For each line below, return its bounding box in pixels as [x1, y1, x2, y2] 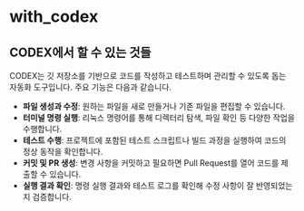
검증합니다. [32, 192, 73, 202]
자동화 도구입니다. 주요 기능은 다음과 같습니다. [9, 82, 172, 92]
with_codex [9, 6, 99, 27]
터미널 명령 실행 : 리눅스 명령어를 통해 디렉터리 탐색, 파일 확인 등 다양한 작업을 [22, 112, 295, 123]
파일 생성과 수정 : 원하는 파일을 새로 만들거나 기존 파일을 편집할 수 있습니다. [22, 101, 286, 111]
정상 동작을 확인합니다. [22, 147, 103, 157]
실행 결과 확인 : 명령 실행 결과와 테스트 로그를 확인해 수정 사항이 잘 [22, 180, 254, 191]
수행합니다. [22, 124, 63, 134]
